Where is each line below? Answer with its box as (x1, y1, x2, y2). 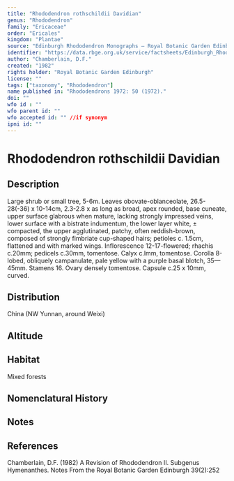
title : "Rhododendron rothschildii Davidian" (7, 10, 141, 17)
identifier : (7, 50, 42, 57)
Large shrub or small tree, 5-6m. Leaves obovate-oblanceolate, (7, 197, 189, 205)
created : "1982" (7, 62, 54, 69)
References (7, 440, 58, 452)
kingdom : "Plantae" (7, 36, 64, 43)
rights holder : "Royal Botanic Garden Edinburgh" (7, 68, 155, 75)
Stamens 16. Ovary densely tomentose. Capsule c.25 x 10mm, (29, 263, 206, 272)
